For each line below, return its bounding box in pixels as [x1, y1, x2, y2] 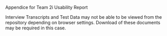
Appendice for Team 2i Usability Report [5, 5, 88, 10]
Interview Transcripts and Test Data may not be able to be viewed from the [5, 14, 162, 20]
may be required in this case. [5, 25, 66, 31]
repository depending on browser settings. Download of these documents [5, 20, 160, 25]
